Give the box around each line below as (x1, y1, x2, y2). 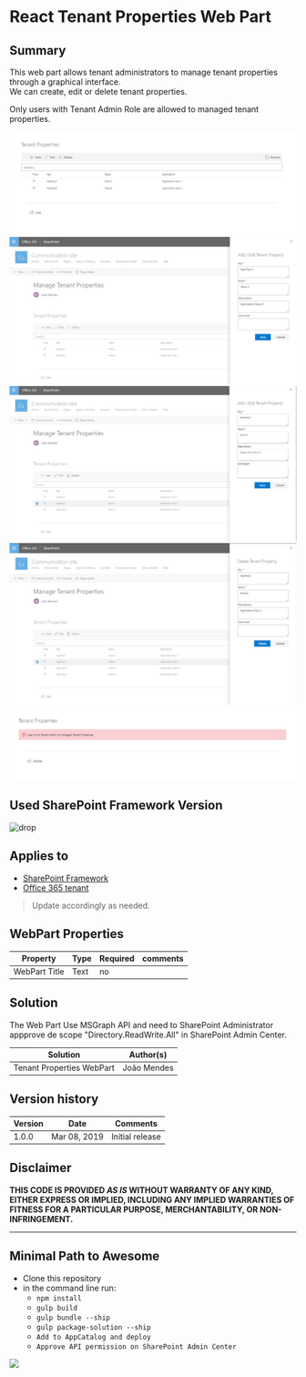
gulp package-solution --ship (36, 1322, 152, 1331)
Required (99, 954, 135, 964)
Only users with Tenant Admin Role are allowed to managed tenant (9, 104, 260, 115)
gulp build (36, 1303, 78, 1312)
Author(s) (128, 1049, 168, 1060)
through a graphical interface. (9, 76, 121, 87)
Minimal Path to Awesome (9, 1249, 160, 1264)
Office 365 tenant (22, 882, 89, 893)
